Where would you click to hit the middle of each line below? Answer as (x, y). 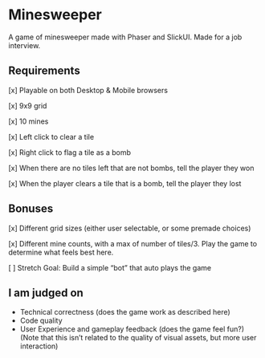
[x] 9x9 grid (28, 105)
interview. (24, 45)
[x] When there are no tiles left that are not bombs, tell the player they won (131, 168)
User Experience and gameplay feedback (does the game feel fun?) (132, 329)
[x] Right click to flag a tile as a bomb (69, 152)
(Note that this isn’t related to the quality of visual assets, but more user (138, 338)
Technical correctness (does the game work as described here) (125, 312)
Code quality (41, 321)
